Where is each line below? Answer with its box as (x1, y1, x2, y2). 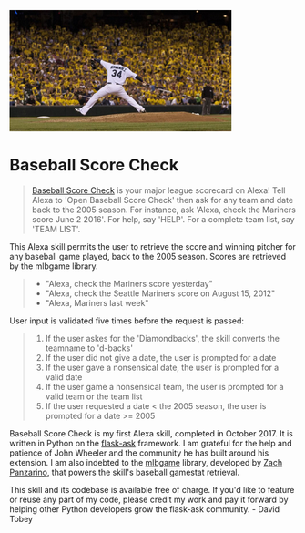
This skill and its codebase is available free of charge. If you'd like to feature (9, 484, 295, 495)
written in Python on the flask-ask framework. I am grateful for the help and (9, 437, 292, 448)
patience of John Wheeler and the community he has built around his (9, 447, 269, 458)
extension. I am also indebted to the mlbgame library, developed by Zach (9, 456, 283, 467)
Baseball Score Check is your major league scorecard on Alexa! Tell (31, 184, 286, 196)
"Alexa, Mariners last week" (45, 297, 149, 308)
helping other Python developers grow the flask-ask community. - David (9, 503, 280, 515)
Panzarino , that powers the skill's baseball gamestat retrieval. (9, 466, 240, 477)
